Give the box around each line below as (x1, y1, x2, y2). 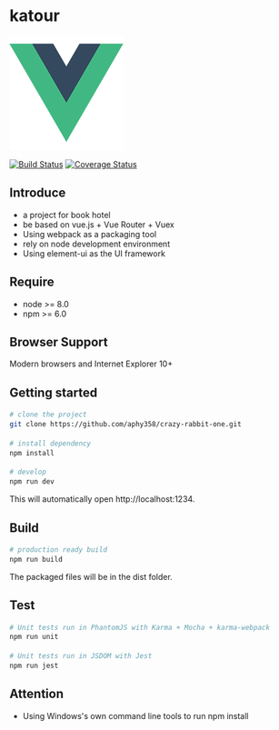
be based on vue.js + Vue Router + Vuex (22, 219, 174, 230)
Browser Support (9, 334, 109, 350)
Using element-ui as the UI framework (22, 247, 166, 259)
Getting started (9, 385, 98, 400)
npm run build (9, 555, 64, 564)
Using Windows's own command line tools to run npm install (22, 710, 249, 721)
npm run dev (9, 477, 55, 486)
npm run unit (9, 633, 59, 642)
